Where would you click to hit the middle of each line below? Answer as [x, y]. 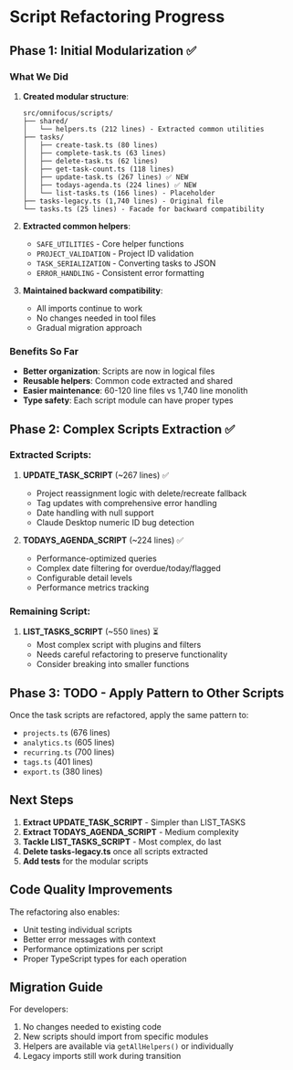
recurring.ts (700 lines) [68, 752]
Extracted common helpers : [76, 226]
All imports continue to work [89, 308]
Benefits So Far [44, 351]
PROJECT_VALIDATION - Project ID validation [115, 253]
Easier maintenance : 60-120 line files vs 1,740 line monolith [135, 391]
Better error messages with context [89, 939]
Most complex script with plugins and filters [119, 645]
